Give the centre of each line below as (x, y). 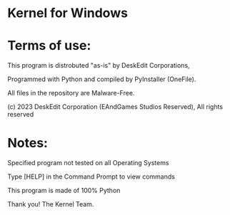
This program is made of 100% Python (64, 191)
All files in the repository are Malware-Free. (71, 93)
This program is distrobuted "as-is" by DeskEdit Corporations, (99, 65)
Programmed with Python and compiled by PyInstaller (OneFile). (102, 79)
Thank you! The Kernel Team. (51, 204)
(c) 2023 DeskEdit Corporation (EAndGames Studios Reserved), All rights (115, 107)
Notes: (28, 143)
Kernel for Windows (68, 13)
